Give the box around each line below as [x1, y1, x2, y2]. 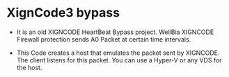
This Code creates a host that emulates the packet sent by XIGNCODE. [16, 49, 220, 57]
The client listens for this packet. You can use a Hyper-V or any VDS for [16, 55, 222, 64]
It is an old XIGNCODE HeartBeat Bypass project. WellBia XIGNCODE [16, 28, 214, 36]
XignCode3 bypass [6, 5, 120, 21]
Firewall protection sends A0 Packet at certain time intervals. [16, 35, 191, 43]
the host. [16, 63, 42, 71]
